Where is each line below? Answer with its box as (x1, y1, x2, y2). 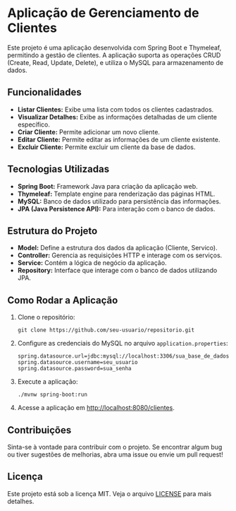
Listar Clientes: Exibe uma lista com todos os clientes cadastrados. (17, 105, 214, 114)
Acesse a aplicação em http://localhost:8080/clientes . (17, 404, 175, 412)
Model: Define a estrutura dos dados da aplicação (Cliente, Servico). (17, 244, 218, 252)
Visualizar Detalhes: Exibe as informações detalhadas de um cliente (17, 112, 217, 121)
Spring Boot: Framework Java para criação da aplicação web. (17, 182, 199, 190)
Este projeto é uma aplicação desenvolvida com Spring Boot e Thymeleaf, (7, 43, 222, 52)
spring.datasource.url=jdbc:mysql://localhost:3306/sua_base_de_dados (17, 353, 230, 360)
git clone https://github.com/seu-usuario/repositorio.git (17, 327, 195, 334)
